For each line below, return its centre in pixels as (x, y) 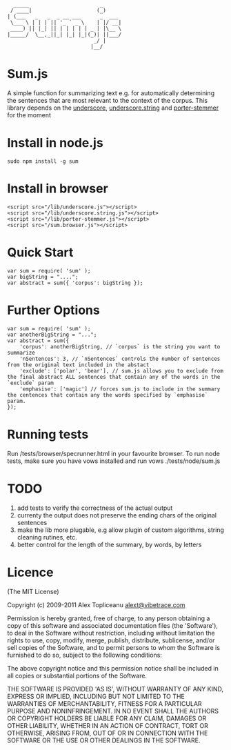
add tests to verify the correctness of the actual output (95, 508)
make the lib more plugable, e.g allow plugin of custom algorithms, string (120, 530)
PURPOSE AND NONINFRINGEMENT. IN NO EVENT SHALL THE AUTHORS (113, 711)
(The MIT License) (33, 591)
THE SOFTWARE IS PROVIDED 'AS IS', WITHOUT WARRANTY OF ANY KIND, (115, 689)
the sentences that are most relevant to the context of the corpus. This (108, 100)
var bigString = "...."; (43, 277)
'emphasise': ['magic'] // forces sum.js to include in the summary (120, 389)
